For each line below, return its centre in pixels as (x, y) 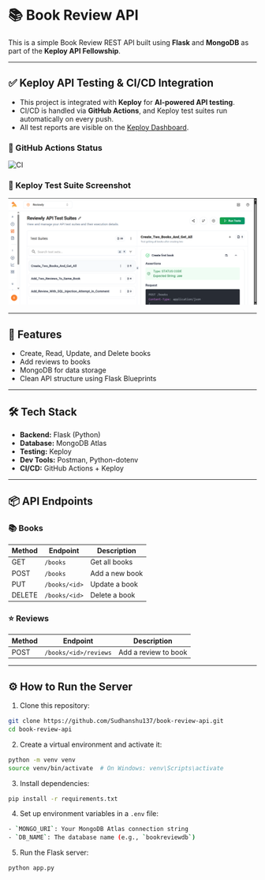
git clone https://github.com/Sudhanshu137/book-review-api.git (116, 721)
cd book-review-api (40, 729)
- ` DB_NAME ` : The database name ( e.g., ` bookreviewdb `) (102, 837)
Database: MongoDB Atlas (63, 444)
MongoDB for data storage (63, 370)
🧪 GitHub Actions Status (55, 148)
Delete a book (113, 595)
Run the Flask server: (54, 852)
